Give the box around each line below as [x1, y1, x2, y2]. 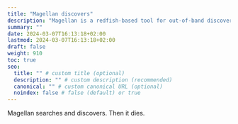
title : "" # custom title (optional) [13, 69, 125, 77]
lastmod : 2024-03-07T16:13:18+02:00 [7, 37, 115, 44]
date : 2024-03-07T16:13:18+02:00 [7, 30, 106, 38]
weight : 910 [7, 50, 42, 57]
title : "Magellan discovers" [7, 10, 93, 18]
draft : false [7, 43, 46, 50]
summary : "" [7, 23, 42, 30]
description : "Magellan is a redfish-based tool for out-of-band [7, 17, 204, 24]
